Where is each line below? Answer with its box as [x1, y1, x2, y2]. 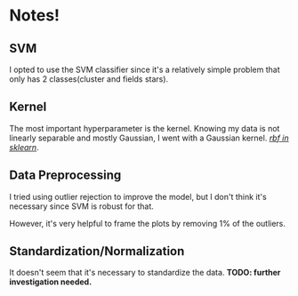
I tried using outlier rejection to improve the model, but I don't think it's [9, 191, 267, 202]
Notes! [9, 5, 60, 26]
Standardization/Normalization [9, 244, 185, 259]
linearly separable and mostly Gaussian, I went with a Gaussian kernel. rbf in [9, 132, 289, 143]
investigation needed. [9, 276, 93, 287]
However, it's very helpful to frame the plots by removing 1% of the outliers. [9, 218, 286, 228]
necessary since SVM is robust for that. [9, 201, 154, 212]
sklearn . [9, 141, 39, 152]
